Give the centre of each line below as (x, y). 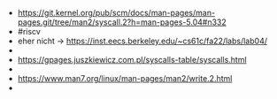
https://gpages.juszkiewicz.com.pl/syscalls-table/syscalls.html (132, 60)
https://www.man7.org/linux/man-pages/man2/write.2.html (125, 78)
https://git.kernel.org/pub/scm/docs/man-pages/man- (116, 13)
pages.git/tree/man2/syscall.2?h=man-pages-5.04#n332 (122, 22)
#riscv (29, 31)
